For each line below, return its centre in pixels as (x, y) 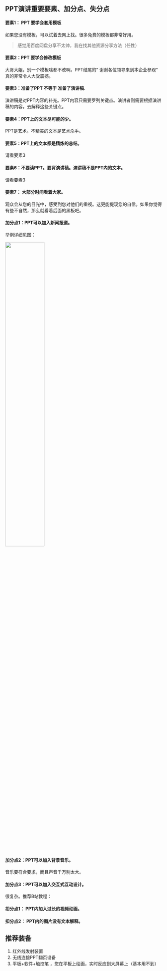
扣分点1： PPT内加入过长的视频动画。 (43, 909)
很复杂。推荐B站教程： (29, 896)
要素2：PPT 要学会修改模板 (33, 58)
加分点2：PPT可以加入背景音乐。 (39, 860)
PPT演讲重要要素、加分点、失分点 (57, 9)
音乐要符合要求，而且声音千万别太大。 (44, 872)
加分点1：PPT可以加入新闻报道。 (39, 223)
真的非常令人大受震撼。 (29, 76)
